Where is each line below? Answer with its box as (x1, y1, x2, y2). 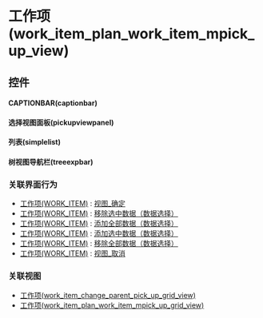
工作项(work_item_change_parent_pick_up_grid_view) (19, 290, 196, 300)
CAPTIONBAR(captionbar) (8, 98, 98, 108)
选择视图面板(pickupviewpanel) (8, 117, 114, 127)
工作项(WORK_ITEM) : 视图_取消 (19, 248, 126, 258)
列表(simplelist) (8, 137, 62, 147)
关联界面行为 (8, 179, 58, 190)
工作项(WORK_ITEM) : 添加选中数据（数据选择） (19, 229, 178, 238)
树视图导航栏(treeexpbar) (8, 157, 94, 166)
